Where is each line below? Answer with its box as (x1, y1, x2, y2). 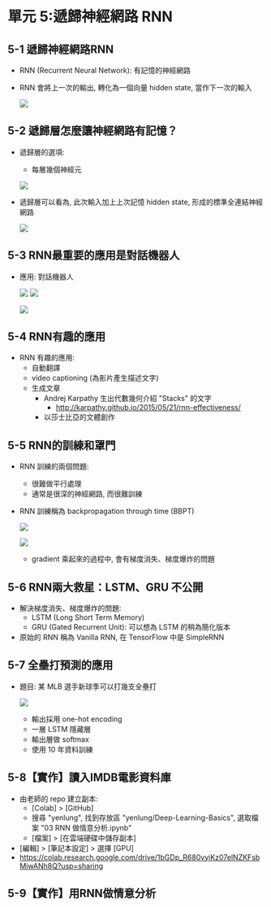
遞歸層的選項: (19, 147, 65, 157)
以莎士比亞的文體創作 (43, 412, 115, 422)
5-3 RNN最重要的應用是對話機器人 (7, 249, 180, 263)
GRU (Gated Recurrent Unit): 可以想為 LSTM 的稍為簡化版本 (31, 622, 230, 632)
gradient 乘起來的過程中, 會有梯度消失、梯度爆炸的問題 (31, 554, 216, 564)
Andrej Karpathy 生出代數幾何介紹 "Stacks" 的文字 (43, 394, 212, 403)
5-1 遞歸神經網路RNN (7, 42, 114, 56)
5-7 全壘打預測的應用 (7, 658, 114, 672)
